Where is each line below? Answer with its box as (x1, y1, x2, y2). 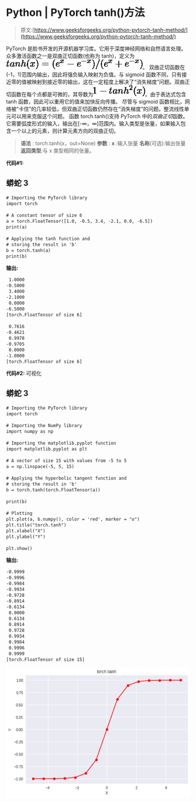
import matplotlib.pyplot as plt (6, 446, 88, 452)
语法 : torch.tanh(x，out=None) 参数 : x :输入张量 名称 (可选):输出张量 (20, 139, 186, 147)
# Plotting (6, 510, 33, 516)
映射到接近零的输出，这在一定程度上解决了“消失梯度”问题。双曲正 (31, 78, 190, 85)
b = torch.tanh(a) (6, 247, 51, 253)
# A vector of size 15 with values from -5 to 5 (6, 457, 127, 463)
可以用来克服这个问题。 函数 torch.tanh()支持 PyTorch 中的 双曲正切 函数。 (11, 112, 188, 119)
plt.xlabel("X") (6, 528, 46, 533)
